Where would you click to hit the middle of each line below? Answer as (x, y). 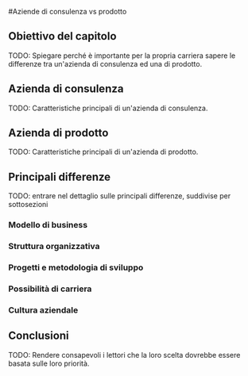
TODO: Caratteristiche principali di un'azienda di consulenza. (108, 108)
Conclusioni (39, 336)
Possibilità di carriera (50, 289)
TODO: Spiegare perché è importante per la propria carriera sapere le (122, 56)
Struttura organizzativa (54, 247)
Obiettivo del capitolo (62, 36)
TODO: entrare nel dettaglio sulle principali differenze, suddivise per (120, 196)
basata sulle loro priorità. (49, 363)
